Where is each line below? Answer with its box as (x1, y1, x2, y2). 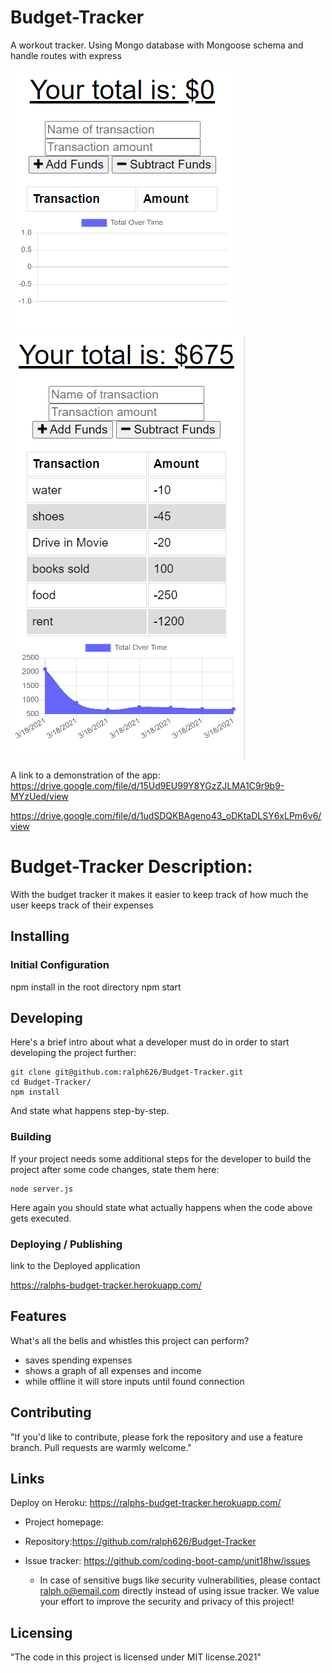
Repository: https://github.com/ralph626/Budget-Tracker (24, 1536, 257, 1548)
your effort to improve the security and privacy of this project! (39, 1596, 295, 1608)
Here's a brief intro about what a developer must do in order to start (10, 1036, 290, 1048)
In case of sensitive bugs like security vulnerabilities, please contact (39, 1574, 321, 1586)
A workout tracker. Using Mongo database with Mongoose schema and (10, 39, 304, 51)
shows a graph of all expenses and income (24, 1364, 202, 1376)
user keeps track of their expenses (10, 899, 154, 911)
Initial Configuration (10, 958, 110, 972)
